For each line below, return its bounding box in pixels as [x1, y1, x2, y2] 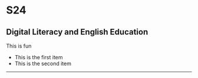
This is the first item [14, 54, 63, 60]
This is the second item [14, 60, 72, 67]
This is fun [6, 42, 32, 49]
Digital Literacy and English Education [6, 27, 148, 37]
